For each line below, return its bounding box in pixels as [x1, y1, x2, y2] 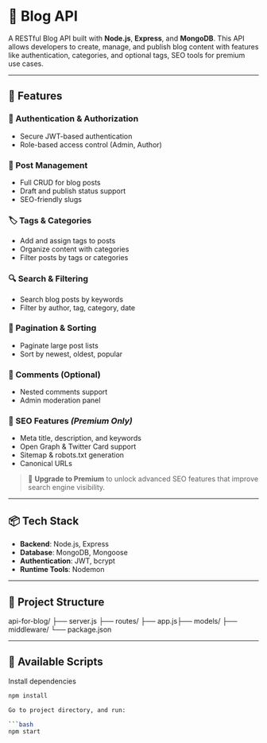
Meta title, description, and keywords [19, 434, 141, 443]
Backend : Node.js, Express [19, 539, 110, 549]
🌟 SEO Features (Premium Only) [8, 415, 133, 426]
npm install [8, 691, 48, 699]
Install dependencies [8, 676, 77, 686]
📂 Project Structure [8, 595, 105, 609]
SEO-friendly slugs [19, 194, 82, 204]
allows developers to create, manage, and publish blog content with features [8, 41, 259, 51]
